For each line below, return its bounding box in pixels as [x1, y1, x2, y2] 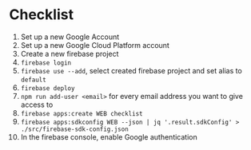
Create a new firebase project [20, 49, 119, 58]
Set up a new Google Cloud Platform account [20, 40, 170, 49]
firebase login [20, 58, 72, 67]
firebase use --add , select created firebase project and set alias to [20, 65, 242, 75]
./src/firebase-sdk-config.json [20, 125, 129, 133]
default [20, 76, 46, 84]
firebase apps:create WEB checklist [20, 109, 143, 117]
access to [20, 100, 54, 109]
